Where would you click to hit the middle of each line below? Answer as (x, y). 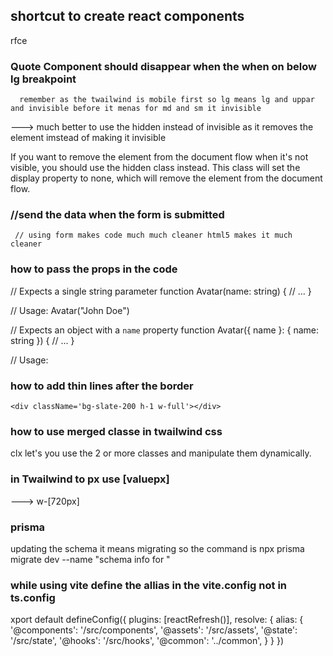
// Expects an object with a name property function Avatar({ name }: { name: (165, 330)
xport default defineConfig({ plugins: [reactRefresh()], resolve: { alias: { (157, 620)
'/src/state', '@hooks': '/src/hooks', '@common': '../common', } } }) (147, 641)
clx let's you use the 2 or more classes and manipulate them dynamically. (161, 453)
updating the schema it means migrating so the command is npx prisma (157, 548)
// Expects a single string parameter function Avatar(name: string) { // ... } (161, 291)
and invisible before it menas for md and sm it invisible (136, 109)
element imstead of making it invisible (88, 138)
